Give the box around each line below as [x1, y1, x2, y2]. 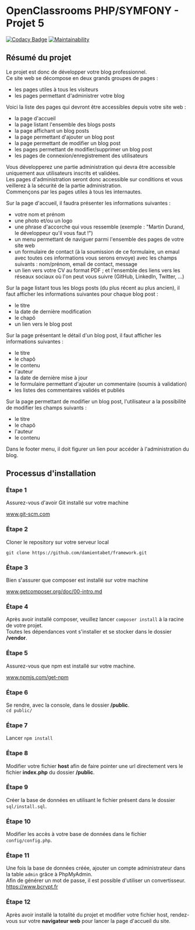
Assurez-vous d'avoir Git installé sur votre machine [6, 499, 129, 506]
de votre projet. [6, 622, 43, 629]
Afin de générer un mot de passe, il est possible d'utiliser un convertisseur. [6, 877, 186, 884]
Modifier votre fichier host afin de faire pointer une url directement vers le [6, 762, 183, 769]
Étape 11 [6, 852, 30, 860]
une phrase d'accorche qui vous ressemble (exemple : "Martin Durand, [14, 223, 185, 230]
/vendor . [6, 634, 27, 641]
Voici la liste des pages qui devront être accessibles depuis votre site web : [6, 103, 186, 110]
